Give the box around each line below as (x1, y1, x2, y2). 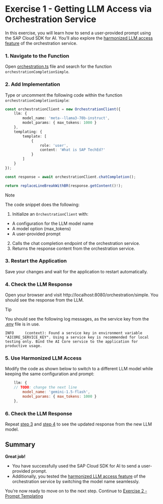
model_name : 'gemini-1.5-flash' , (22, 389, 91, 395)
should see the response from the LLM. (5, 297, 84, 303)
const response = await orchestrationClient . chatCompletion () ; (5, 174, 136, 179)
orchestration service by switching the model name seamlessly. (12, 478, 140, 484)
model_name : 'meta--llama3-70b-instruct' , (22, 116, 110, 121)
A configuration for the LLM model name (12, 221, 94, 226)
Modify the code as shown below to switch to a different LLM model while (5, 366, 153, 372)
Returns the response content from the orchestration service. (12, 245, 135, 251)
